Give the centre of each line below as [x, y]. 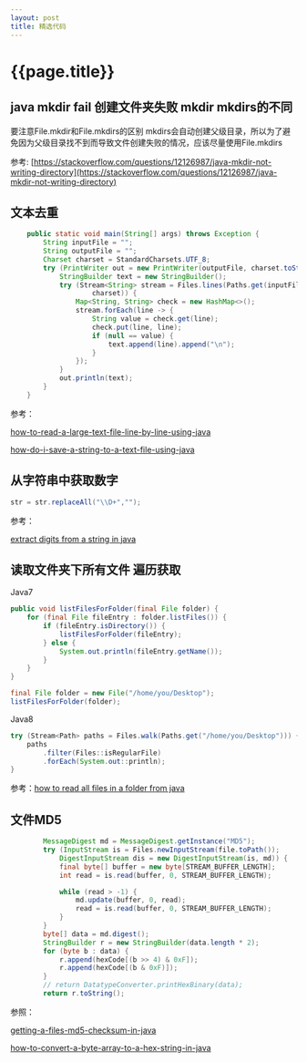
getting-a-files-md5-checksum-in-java [83, 1030]
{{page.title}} [62, 72]
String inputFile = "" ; [88, 242]
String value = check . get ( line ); [155, 319]
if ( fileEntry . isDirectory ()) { [105, 626]
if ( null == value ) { [133, 335]
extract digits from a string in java [73, 539]
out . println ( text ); [96, 378]
